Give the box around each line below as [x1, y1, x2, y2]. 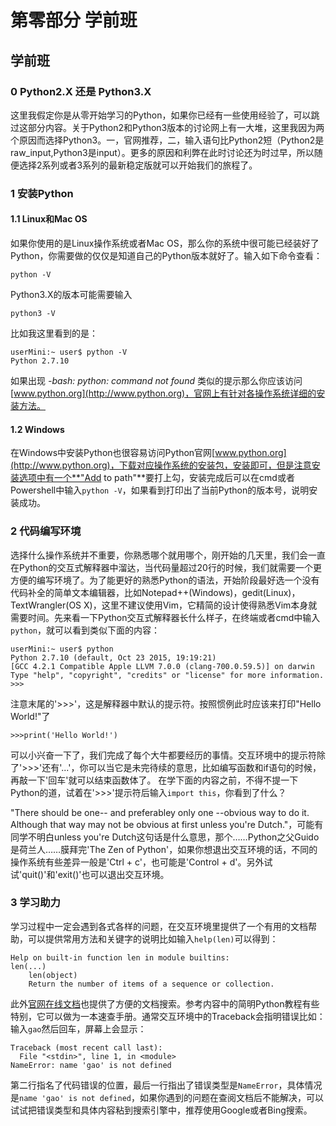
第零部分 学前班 [10, 9, 138, 32]
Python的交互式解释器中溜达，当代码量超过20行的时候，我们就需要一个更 [18, 561, 322, 573]
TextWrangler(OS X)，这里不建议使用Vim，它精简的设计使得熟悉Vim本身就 [10, 599, 318, 611]
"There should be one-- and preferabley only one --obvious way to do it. [10, 806, 310, 818]
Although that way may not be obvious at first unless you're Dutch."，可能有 [10, 818, 324, 830]
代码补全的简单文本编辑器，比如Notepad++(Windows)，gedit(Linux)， [10, 586, 301, 598]
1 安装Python [10, 186, 74, 200]
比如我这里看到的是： [10, 327, 98, 339]
